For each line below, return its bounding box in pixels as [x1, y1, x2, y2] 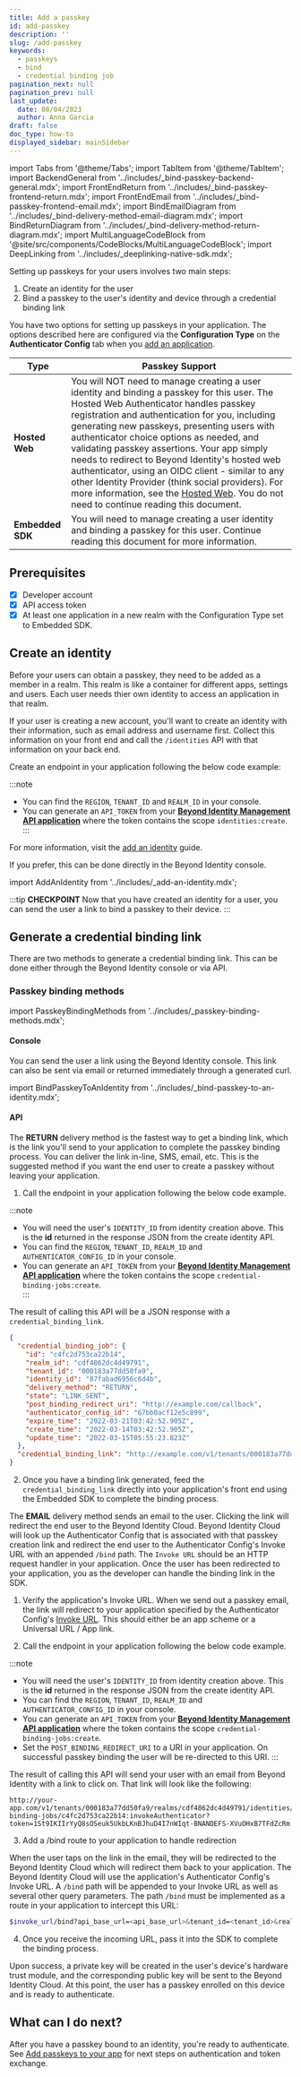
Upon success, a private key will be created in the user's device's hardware [9, 1960, 288, 1971]
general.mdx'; [9, 181, 61, 193]
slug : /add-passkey [9, 38, 82, 47]
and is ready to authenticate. [9, 1988, 115, 1999]
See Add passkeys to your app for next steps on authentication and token [9, 2048, 280, 2059]
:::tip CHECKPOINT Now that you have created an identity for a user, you [9, 893, 279, 905]
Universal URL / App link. [21, 1624, 115, 1634]
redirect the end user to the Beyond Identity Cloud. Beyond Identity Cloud [9, 1521, 280, 1531]
